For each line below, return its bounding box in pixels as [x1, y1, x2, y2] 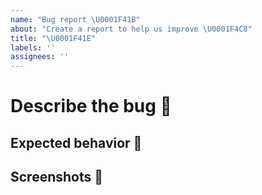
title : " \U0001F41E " [10, 33, 97, 43]
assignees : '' [10, 52, 70, 62]
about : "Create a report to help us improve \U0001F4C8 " [10, 24, 253, 34]
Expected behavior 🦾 [10, 134, 143, 151]
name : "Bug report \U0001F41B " [10, 14, 141, 25]
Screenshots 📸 [10, 169, 104, 186]
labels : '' [10, 42, 56, 53]
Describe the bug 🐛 [10, 95, 172, 118]
